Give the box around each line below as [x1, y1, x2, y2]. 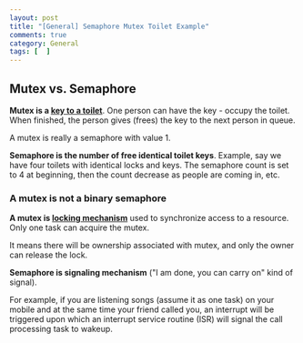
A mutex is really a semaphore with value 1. [9, 132, 171, 143]
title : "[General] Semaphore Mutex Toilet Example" [9, 22, 209, 31]
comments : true [9, 30, 67, 39]
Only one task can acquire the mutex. [9, 222, 150, 233]
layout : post [9, 13, 59, 23]
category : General [9, 38, 79, 48]
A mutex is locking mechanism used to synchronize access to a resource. [9, 213, 289, 224]
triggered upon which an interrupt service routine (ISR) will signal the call [9, 314, 284, 325]
